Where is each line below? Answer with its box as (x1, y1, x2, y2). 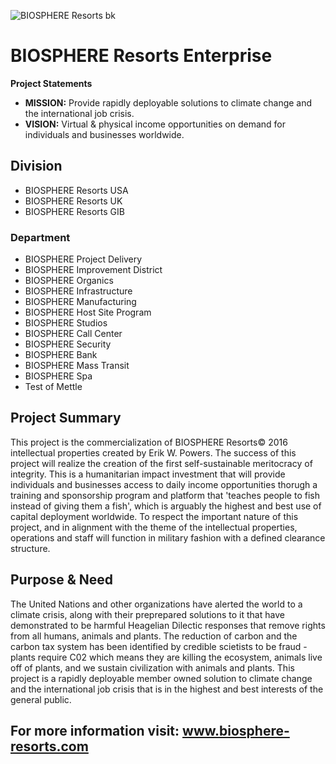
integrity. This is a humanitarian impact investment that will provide (10, 468, 286, 480)
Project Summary (10, 410, 122, 427)
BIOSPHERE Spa (24, 370, 93, 382)
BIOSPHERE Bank (24, 349, 98, 361)
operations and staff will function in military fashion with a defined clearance (10, 531, 326, 544)
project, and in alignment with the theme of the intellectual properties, (10, 521, 298, 533)
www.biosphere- (182, 723, 290, 740)
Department (10, 230, 71, 244)
